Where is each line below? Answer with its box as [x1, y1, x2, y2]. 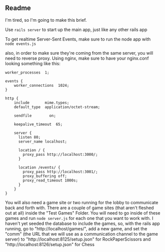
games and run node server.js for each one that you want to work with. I [5, 215, 154, 221]
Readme [5, 4, 31, 12]
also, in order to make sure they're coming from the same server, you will [5, 50, 154, 56]
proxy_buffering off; [23, 174, 67, 179]
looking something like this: [5, 60, 61, 66]
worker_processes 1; [5, 70, 50, 75]
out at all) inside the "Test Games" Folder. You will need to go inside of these [5, 210, 161, 216]
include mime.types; [14, 100, 69, 105]
